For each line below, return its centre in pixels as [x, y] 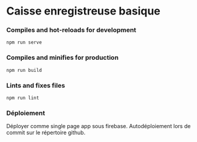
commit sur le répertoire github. [46, 133]
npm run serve [24, 43]
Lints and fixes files [36, 85]
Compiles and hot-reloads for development [71, 30]
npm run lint [23, 98]
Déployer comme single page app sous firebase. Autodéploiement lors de [98, 126]
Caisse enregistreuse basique [83, 11]
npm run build [24, 70]
